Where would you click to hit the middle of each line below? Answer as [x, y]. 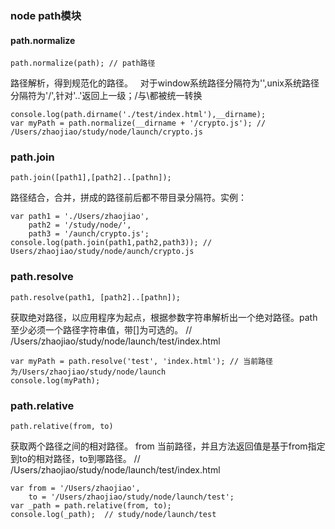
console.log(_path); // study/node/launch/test [113, 515]
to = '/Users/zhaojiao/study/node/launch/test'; [131, 497]
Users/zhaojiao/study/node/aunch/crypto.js [102, 252]
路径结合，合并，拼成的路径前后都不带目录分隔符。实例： [128, 198]
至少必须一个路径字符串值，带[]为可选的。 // [101, 329]
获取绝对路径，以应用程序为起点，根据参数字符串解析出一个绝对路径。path [164, 317]
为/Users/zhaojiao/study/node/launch [88, 372]
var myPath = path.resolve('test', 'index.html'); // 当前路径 [141, 361]
